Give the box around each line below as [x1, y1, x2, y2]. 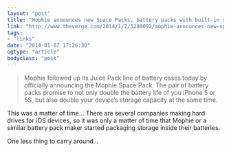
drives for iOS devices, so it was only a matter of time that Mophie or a [7, 116, 207, 124]
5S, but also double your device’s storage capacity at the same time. [23, 96, 218, 104]
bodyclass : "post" [7, 55, 60, 62]
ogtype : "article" [7, 49, 60, 56]
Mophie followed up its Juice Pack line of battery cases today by [23, 74, 208, 82]
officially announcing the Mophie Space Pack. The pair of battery [23, 80, 209, 89]
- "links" [7, 36, 36, 43]
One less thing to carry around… [7, 137, 99, 145]
